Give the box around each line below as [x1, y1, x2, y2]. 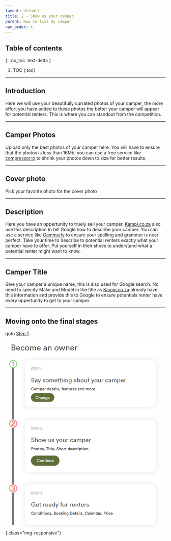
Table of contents [5, 44, 62, 52]
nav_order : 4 [5, 24, 33, 30]
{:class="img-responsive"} [5, 530, 62, 536]
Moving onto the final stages [5, 317, 98, 326]
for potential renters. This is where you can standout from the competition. [5, 111, 162, 117]
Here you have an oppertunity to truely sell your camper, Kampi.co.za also [5, 221, 161, 227]
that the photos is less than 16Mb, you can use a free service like [5, 149, 141, 155]
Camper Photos [5, 130, 56, 140]
